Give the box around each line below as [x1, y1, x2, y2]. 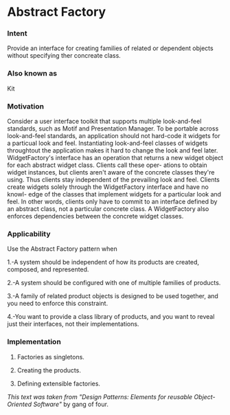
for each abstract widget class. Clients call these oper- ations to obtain [7, 161, 207, 169]
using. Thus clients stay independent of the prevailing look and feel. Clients [7, 176, 220, 184]
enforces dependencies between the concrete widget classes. [7, 212, 184, 221]
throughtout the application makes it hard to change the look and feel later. [7, 146, 218, 155]
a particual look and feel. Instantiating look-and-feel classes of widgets [7, 139, 208, 148]
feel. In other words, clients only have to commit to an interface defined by [7, 197, 218, 206]
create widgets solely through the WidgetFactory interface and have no [7, 183, 209, 191]
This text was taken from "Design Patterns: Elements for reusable [7, 392, 193, 401]
